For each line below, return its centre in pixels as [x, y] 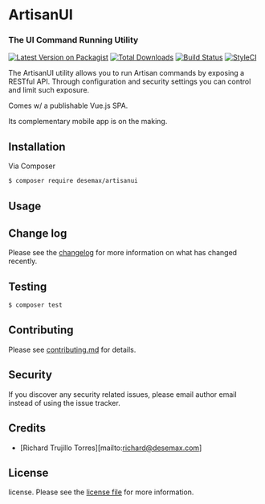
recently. [23, 261]
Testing [28, 286]
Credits [27, 428]
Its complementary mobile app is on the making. [88, 122]
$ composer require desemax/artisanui [73, 181]
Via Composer [32, 166]
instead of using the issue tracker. [64, 403]
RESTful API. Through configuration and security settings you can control [130, 81]
